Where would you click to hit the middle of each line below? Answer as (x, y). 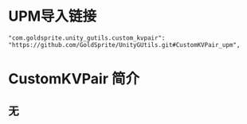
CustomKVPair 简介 (74, 79)
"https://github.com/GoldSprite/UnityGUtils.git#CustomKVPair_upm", (124, 45)
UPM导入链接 (53, 16)
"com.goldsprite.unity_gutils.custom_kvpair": (87, 38)
